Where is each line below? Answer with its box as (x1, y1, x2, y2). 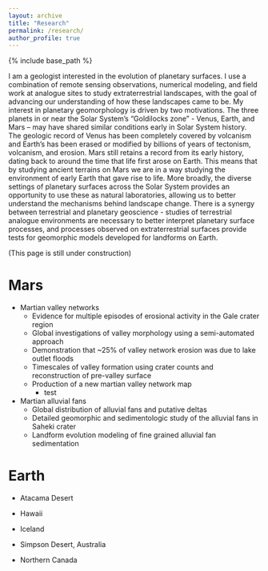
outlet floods (31, 353, 74, 364)
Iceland (19, 525, 45, 534)
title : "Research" (8, 19, 70, 27)
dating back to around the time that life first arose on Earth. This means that (8, 157, 258, 166)
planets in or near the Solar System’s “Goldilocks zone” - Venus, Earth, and (8, 114, 255, 124)
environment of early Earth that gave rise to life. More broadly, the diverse (8, 174, 252, 183)
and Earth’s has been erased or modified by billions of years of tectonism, (8, 139, 251, 149)
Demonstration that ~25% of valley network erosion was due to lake (31, 345, 256, 355)
